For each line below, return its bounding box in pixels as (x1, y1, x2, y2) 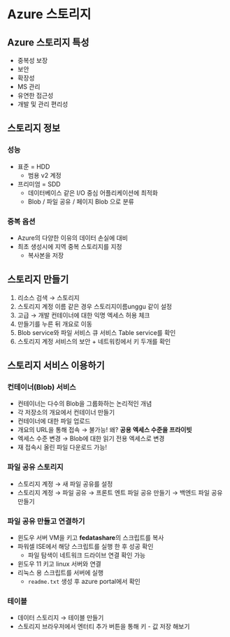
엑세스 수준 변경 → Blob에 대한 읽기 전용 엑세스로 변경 (17, 434, 165, 443)
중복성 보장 (17, 57, 48, 64)
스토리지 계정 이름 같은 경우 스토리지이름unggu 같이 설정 (17, 302, 173, 310)
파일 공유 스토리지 (7, 462, 64, 472)
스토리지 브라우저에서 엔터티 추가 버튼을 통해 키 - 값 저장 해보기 (17, 622, 190, 631)
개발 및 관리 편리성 (17, 100, 69, 108)
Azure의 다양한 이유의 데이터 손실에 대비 (17, 234, 128, 242)
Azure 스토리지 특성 (7, 36, 89, 48)
